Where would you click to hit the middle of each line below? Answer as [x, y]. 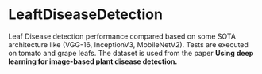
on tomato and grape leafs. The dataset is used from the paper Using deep [131, 53]
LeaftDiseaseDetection [85, 15]
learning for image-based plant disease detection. [93, 61]
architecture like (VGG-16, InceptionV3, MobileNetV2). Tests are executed [128, 44]
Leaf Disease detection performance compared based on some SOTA [122, 36]
